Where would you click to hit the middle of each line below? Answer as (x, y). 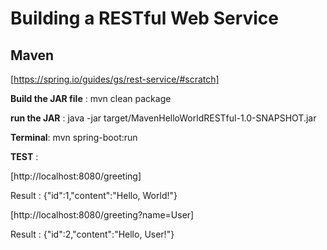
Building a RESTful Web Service (145, 18)
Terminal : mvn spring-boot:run (74, 137)
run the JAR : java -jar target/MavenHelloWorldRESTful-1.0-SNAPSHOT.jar (163, 118)
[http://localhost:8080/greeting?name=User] (102, 215)
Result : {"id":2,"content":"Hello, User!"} (92, 234)
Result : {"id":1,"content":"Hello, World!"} (94, 195)
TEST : (24, 156)
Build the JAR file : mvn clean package (91, 98)
